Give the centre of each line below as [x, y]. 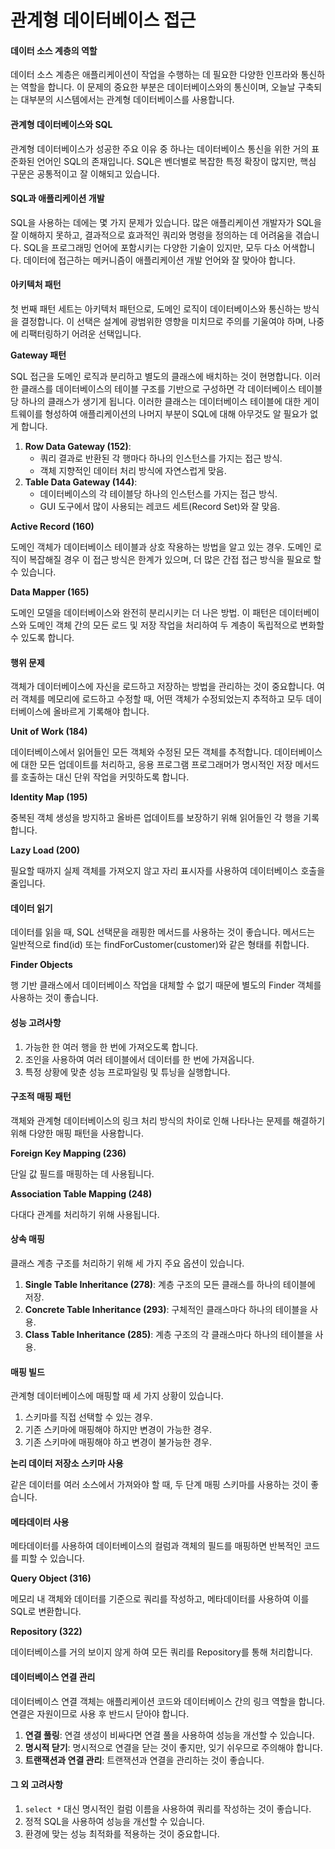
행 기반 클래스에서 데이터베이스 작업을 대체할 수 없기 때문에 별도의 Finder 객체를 [166, 985]
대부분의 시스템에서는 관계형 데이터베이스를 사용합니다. [127, 100]
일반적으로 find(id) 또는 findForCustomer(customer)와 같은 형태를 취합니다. [160, 945]
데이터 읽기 [31, 908]
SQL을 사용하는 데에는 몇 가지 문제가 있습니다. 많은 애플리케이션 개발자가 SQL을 [166, 222]
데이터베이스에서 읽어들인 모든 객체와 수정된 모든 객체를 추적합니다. [141, 752]
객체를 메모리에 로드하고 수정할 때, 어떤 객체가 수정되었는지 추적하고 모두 [162, 699]
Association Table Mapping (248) [81, 1193]
